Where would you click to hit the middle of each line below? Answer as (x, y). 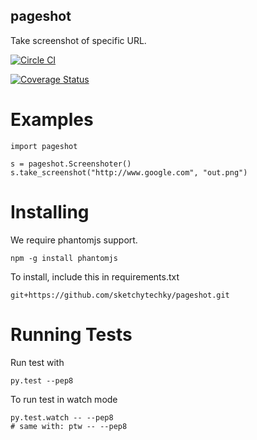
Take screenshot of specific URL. (78, 40)
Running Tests (71, 334)
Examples (52, 120)
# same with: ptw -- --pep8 (69, 426)
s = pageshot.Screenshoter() (71, 164)
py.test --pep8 (42, 380)
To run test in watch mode (64, 399)
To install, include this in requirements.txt (95, 276)
